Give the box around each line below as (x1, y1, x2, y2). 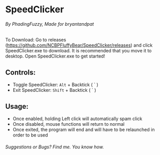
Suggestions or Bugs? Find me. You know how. (5, 144, 104, 150)
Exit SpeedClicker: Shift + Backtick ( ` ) (12, 87, 96, 93)
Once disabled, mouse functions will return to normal (12, 121, 125, 127)
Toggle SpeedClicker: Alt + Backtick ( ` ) (12, 82, 99, 88)
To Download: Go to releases (5, 37, 66, 43)
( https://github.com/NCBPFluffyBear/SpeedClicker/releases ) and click (5, 42, 153, 48)
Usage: (5, 102, 29, 111)
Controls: (5, 68, 36, 76)
